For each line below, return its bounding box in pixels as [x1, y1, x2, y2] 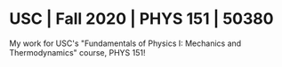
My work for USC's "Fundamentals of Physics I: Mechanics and [9, 38, 242, 48]
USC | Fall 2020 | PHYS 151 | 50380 [9, 9, 274, 29]
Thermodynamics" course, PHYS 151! [9, 47, 146, 57]
